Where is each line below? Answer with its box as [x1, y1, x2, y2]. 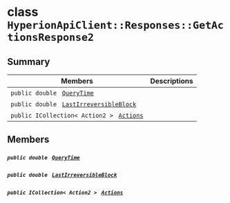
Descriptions [150, 77, 193, 86]
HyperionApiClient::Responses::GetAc [7, 19, 224, 32]
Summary [7, 56, 50, 68]
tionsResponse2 [7, 31, 95, 44]
